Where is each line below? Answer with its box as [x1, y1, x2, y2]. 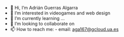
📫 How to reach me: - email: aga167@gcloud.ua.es [10, 26, 119, 32]
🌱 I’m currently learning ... [10, 15, 65, 21]
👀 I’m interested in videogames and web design [10, 10, 111, 16]
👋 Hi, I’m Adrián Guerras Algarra [10, 5, 78, 10]
